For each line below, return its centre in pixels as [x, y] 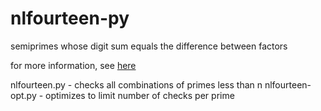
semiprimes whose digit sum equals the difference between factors [149, 46]
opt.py [23, 95]
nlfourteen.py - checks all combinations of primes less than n [136, 84]
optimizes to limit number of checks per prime [140, 95]
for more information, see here [73, 65]
